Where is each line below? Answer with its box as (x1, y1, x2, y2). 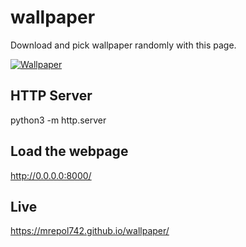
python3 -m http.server (10, 114, 107, 126)
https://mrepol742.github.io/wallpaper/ (10, 225, 170, 237)
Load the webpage (10, 143, 129, 160)
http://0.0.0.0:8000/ (10, 169, 92, 181)
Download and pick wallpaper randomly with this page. (10, 39, 237, 51)
